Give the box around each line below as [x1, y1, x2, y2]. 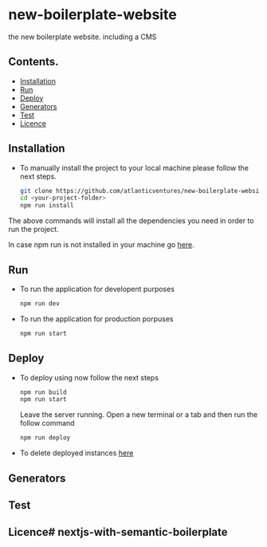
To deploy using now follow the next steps [19, 372, 159, 382]
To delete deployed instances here [19, 448, 134, 458]
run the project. [8, 225, 59, 234]
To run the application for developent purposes [19, 285, 175, 293]
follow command [19, 419, 75, 428]
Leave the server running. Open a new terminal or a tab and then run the [19, 410, 257, 419]
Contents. [8, 55, 59, 69]
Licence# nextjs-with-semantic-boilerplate [8, 525, 229, 539]
